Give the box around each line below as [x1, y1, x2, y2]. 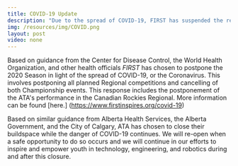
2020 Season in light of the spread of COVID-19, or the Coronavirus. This [7, 71, 221, 80]
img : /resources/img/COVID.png [7, 23, 100, 30]
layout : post [7, 30, 46, 37]
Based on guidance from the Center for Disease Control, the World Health [7, 56, 223, 64]
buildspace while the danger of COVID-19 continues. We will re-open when [7, 130, 227, 138]
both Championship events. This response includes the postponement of [7, 86, 220, 95]
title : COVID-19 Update [7, 10, 78, 18]
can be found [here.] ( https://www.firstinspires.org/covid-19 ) [7, 101, 185, 109]
